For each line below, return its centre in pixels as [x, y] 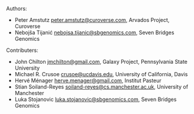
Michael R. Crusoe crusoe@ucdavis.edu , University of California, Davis [101, 74]
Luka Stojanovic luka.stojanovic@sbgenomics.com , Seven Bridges [96, 99]
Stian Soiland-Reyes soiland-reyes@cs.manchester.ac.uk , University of [101, 87]
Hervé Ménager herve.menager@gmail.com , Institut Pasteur [88, 80]
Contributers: [22, 50]
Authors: [17, 9]
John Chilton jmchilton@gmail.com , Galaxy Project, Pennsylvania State [101, 62]
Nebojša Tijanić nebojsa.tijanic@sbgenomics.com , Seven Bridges [94, 32]
